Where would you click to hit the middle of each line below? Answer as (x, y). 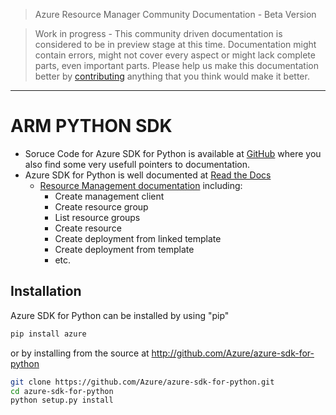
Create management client (109, 196)
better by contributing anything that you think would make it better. (172, 76)
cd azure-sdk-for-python (62, 391)
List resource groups (97, 217)
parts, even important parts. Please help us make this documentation (176, 65)
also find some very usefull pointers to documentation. (137, 164)
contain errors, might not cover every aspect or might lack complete (175, 55)
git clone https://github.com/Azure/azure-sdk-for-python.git (142, 382)
